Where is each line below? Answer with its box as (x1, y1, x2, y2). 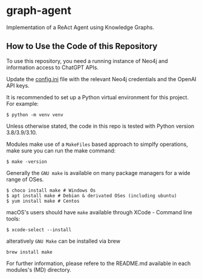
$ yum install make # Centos (6, 198, 80, 204)
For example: (6, 100, 39, 107)
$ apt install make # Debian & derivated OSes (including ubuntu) (6, 192, 177, 199)
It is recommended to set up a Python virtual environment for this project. (6, 93, 189, 100)
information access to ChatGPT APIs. (6, 64, 99, 71)
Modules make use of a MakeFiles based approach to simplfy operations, (6, 140, 189, 148)
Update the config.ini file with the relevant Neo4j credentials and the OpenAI (6, 75, 197, 82)
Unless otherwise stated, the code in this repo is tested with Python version (6, 122, 195, 130)
